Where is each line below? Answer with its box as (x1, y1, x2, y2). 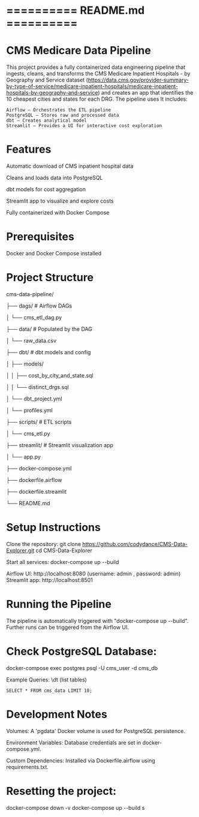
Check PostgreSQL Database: (6, 645, 157, 658)
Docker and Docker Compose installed (6, 250, 102, 257)
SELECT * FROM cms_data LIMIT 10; (6, 688, 93, 694)
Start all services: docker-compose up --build (6, 558, 119, 565)
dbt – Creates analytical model (6, 117, 87, 123)
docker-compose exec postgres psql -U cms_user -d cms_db (6, 664, 158, 671)
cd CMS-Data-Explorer (35, 547, 93, 554)
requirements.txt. (6, 763, 49, 770)
